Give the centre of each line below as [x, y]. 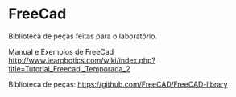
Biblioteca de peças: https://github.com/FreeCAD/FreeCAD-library [118, 84]
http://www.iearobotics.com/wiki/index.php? [82, 60]
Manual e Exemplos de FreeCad [61, 51]
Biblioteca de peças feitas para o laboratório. [83, 36]
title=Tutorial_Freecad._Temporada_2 [69, 68]
